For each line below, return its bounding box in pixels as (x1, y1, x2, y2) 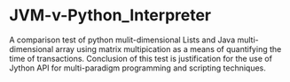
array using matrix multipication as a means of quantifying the (55, 43, 282, 54)
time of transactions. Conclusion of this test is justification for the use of (9, 53, 273, 63)
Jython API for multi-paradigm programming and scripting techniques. (9, 63, 266, 73)
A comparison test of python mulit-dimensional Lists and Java (9, 34, 236, 45)
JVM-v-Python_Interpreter (9, 5, 212, 26)
